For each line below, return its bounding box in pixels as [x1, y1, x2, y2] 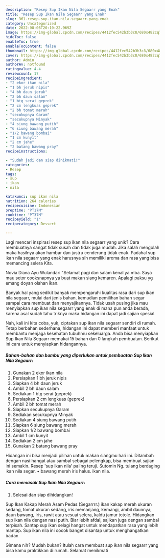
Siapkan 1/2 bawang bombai [12, 427, 70, 433]
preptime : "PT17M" [5, 207, 43, 213]
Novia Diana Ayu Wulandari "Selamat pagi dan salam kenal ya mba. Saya [5, 270, 152, 275]
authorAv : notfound [5, 62, 46, 67]
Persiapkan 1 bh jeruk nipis [12, 375, 67, 381]
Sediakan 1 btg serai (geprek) [12, 390, 72, 396]
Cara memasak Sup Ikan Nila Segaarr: [5, 479, 86, 485]
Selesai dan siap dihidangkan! [12, 492, 73, 498]
